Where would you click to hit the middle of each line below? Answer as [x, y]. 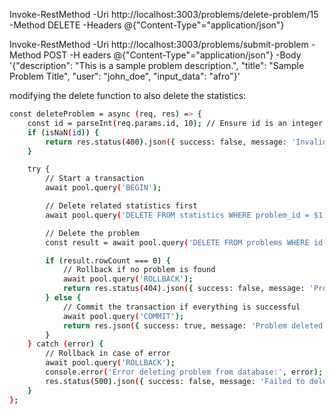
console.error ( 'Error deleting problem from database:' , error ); [184, 372]
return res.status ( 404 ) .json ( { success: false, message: [184, 289]
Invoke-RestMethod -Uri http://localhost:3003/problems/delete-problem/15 [164, 14]
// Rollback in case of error [108, 354]
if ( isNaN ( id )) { [63, 132]
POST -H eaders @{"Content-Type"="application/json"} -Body [172, 55]
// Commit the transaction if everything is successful [181, 307]
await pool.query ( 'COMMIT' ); [123, 316]
